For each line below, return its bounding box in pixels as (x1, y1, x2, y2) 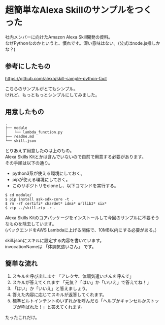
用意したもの (5, 108, 44, 116)
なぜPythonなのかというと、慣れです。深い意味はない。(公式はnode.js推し (5, 40, 156, 46)
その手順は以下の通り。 (5, 160, 53, 165)
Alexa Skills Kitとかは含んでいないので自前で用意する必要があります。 (5, 154, 146, 160)
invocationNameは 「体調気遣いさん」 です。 (5, 243, 97, 249)
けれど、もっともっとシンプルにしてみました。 (5, 92, 100, 97)
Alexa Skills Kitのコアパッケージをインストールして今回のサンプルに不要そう (5, 215, 160, 221)
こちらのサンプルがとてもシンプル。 (5, 86, 78, 92)
